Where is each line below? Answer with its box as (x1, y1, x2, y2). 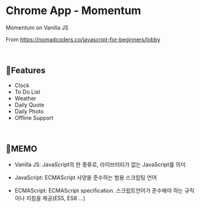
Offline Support (14, 114, 54, 121)
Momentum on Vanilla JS (6, 24, 69, 31)
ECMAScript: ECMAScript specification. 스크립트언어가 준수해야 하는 (14, 187, 183, 194)
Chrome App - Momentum (6, 4, 141, 18)
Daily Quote (14, 101, 45, 108)
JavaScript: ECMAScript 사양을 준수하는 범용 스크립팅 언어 (14, 174, 157, 181)
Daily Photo (14, 108, 44, 115)
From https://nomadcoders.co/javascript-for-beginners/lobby (6, 35, 160, 43)
